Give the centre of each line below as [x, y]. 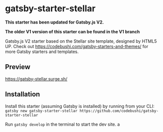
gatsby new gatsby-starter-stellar [41, 111]
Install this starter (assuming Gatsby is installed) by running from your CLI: [80, 106]
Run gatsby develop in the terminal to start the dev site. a [62, 124]
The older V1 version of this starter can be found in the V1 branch [73, 31]
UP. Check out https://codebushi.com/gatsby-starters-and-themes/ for [77, 46]
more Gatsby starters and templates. [42, 52]
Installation [23, 94]
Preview [18, 67]
